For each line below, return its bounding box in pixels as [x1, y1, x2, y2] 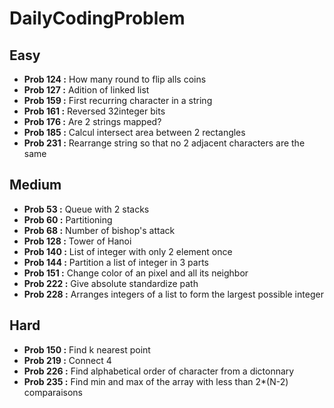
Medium [9, 177, 62, 194]
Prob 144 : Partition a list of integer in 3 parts [23, 256, 209, 268]
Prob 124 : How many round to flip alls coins [23, 73, 207, 85]
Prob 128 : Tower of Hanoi [23, 235, 132, 247]
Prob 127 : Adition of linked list [23, 84, 150, 96]
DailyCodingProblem [9, 7, 186, 30]
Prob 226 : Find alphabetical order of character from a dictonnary [23, 365, 295, 377]
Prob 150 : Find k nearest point [23, 343, 151, 356]
